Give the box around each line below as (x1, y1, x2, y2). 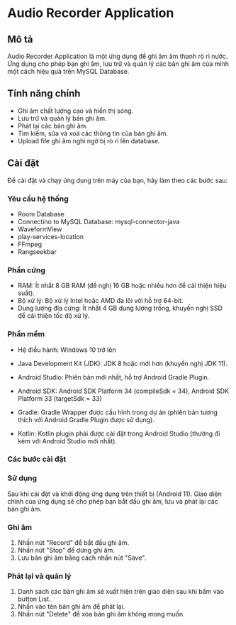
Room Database (17, 209, 65, 218)
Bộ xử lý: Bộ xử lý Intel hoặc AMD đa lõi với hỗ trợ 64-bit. (17, 297, 184, 305)
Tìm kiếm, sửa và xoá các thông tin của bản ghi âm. (17, 129, 169, 138)
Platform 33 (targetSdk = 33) (17, 394, 103, 402)
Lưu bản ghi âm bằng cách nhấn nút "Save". (17, 553, 147, 562)
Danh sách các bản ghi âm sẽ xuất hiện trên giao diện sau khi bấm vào (17, 587, 225, 596)
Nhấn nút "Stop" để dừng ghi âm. (17, 546, 115, 555)
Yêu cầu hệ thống (7, 194, 69, 204)
